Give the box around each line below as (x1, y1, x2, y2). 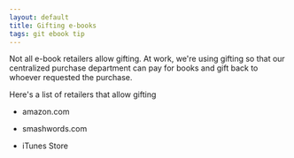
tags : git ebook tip (9, 29, 86, 38)
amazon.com (21, 107, 70, 117)
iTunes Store (21, 140, 69, 151)
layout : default (9, 12, 69, 22)
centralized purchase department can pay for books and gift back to (9, 63, 259, 73)
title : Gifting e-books (9, 21, 97, 30)
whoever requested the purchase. (9, 72, 133, 83)
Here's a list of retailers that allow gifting (9, 89, 157, 100)
